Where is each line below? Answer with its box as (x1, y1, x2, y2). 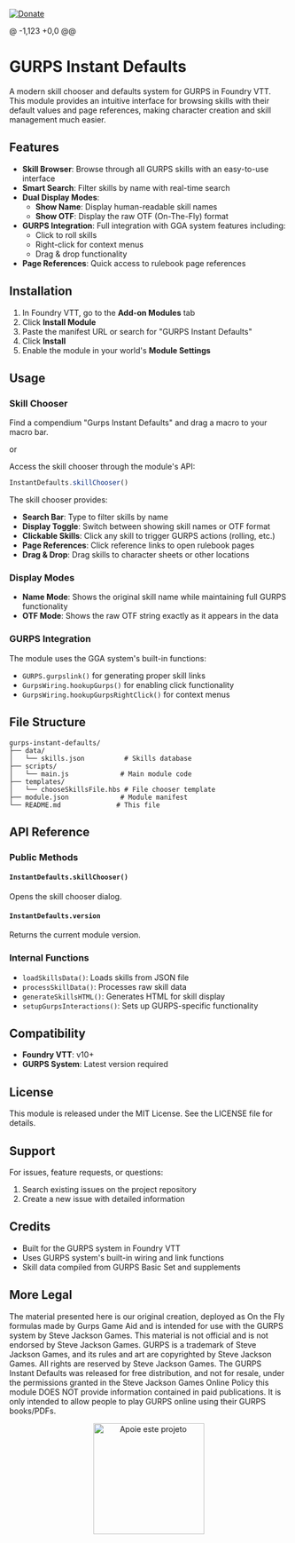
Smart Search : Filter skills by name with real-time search (21, 182, 230, 193)
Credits (9, 1219, 51, 1234)
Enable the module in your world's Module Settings (21, 344, 211, 355)
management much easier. (9, 114, 106, 124)
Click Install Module (21, 316, 97, 328)
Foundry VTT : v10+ (21, 1049, 95, 1060)
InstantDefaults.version (9, 911, 101, 921)
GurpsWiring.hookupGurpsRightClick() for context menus (21, 689, 230, 700)
